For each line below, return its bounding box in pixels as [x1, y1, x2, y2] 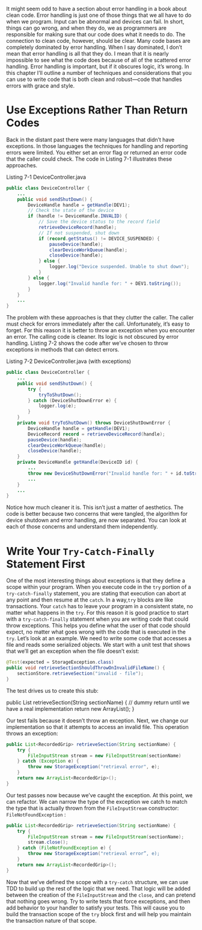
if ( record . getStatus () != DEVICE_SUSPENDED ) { [38, 236, 161, 242]
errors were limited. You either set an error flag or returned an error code [6, 149, 187, 156]
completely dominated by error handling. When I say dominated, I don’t [6, 43, 182, 51]
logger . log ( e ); [38, 403, 77, 409]
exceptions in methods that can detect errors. [6, 346, 120, 353]
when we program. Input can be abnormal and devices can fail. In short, [6, 18, 185, 25]
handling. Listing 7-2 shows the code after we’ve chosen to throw [6, 339, 168, 347]
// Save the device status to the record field [38, 219, 161, 225]
